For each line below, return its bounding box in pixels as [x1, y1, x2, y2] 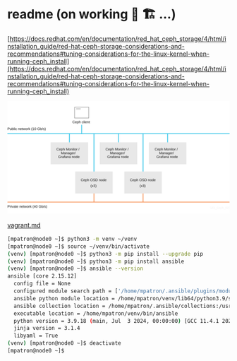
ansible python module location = [13, 295, 115, 302]
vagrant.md [7, 220, 41, 229]
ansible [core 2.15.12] [7, 273, 78, 280]
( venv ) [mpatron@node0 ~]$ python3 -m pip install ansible [7, 258, 185, 265]
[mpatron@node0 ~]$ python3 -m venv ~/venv [7, 235, 138, 242]
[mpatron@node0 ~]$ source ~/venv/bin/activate [7, 242, 150, 250]
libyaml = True [13, 332, 59, 340]
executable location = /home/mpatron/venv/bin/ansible [13, 309, 178, 317]
